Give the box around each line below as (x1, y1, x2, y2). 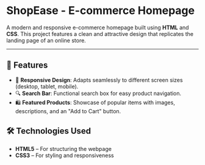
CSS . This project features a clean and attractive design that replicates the (6, 30, 194, 37)
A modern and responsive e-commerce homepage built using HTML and (6, 24, 189, 31)
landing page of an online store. (6, 37, 87, 44)
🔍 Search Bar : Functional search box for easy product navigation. (15, 90, 182, 97)
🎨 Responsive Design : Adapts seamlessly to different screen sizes (15, 76, 183, 83)
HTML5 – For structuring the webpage (15, 145, 112, 152)
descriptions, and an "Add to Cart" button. (15, 107, 121, 114)
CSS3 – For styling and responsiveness (15, 152, 114, 159)
